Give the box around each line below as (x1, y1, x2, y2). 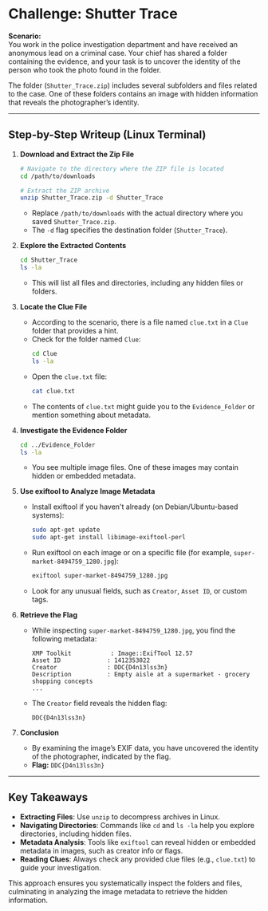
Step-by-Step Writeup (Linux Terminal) (8, 128, 207, 142)
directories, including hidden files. (19, 829, 132, 838)
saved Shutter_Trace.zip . (31, 217, 117, 227)
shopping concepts (31, 677, 93, 685)
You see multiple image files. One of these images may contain (31, 463, 239, 472)
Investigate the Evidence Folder (19, 425, 128, 435)
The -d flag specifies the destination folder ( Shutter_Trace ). (31, 225, 228, 235)
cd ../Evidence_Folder (19, 440, 96, 449)
